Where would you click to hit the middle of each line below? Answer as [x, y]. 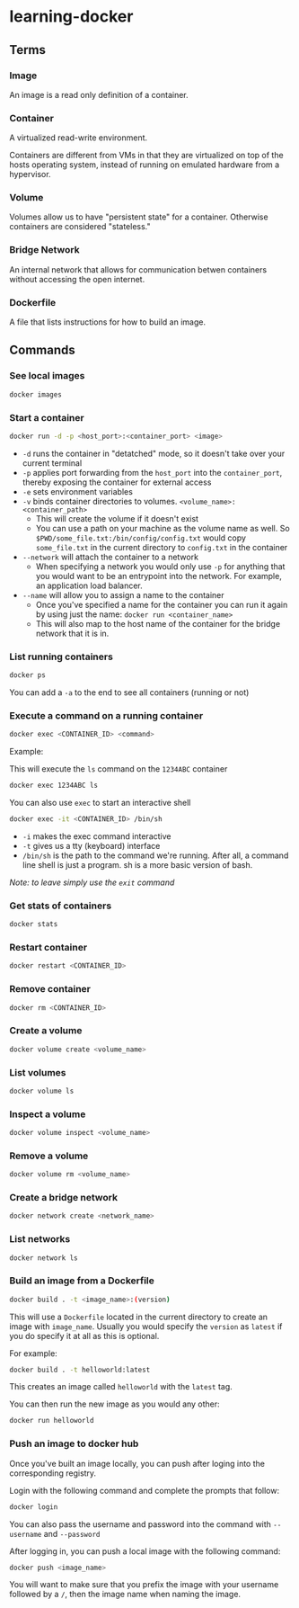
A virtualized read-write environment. [79, 138]
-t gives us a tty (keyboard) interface [91, 845]
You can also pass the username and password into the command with [141, 1524]
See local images [47, 376]
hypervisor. [30, 174]
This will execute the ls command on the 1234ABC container [119, 769]
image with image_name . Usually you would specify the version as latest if [146, 1326]
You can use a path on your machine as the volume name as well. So [163, 528]
